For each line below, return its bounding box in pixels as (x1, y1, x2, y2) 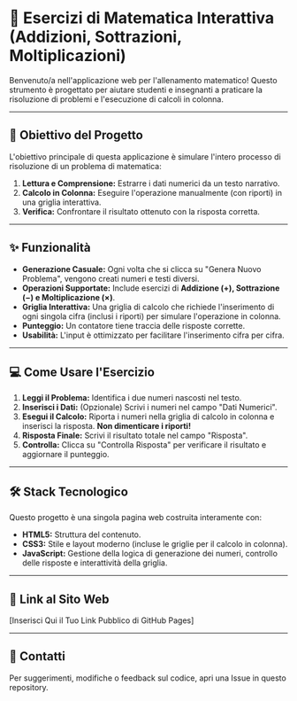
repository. (9, 682, 49, 692)
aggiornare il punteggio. (21, 449, 110, 460)
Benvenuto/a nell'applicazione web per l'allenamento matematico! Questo (9, 74, 278, 85)
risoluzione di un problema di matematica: (9, 160, 162, 171)
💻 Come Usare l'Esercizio (9, 364, 155, 379)
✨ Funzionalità (9, 240, 91, 255)
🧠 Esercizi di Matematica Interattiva (9, 8, 275, 28)
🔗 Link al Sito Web (9, 591, 110, 606)
